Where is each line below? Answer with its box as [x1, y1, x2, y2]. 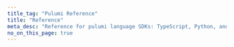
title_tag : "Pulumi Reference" [7, 10, 98, 17]
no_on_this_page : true [7, 29, 73, 37]
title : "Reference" [7, 17, 64, 23]
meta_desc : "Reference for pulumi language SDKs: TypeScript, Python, [7, 23, 217, 30]
